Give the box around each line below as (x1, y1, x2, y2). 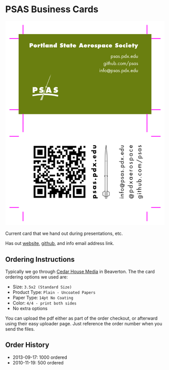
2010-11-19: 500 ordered (12, 359, 64, 365)
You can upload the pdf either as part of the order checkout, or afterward (5, 315, 158, 321)
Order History (5, 341, 50, 349)
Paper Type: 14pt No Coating (12, 295, 73, 301)
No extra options (12, 305, 48, 312)
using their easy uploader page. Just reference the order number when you (5, 321, 163, 327)
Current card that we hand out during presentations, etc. (5, 230, 123, 237)
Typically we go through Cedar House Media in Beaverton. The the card (5, 268, 155, 275)
